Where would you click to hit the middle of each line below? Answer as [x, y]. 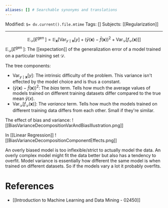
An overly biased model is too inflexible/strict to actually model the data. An [83, 150]
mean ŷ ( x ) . [23, 98]
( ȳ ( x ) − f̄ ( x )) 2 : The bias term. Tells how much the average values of [81, 87]
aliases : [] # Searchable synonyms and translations [61, 10]
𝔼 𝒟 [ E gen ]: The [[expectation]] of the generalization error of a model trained [83, 49]
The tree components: [28, 65]
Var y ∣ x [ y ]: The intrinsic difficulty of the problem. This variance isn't [82, 76]
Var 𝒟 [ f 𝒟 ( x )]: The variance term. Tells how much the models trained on [85, 104]
